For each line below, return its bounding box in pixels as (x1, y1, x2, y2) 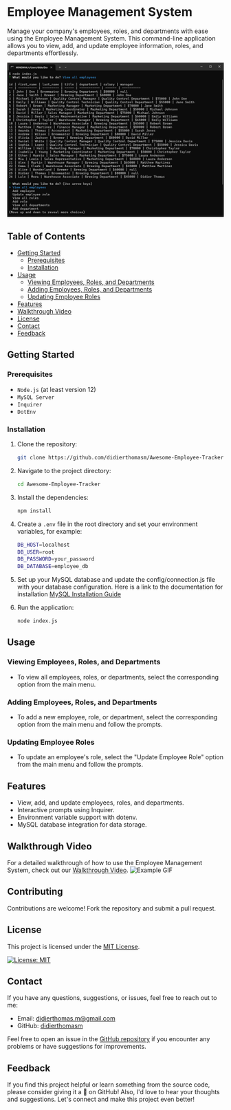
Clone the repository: (16, 440, 78, 448)
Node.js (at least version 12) (16, 385, 96, 393)
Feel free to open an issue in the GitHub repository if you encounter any (7, 1035, 210, 1043)
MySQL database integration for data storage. (16, 820, 147, 829)
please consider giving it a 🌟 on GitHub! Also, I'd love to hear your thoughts (7, 1088, 220, 1096)
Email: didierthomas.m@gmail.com (16, 1014, 115, 1023)
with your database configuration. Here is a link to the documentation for (16, 583, 223, 591)
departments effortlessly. (7, 49, 78, 57)
